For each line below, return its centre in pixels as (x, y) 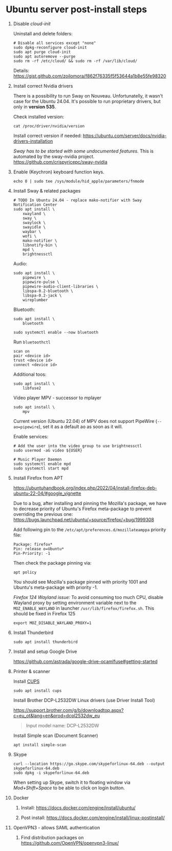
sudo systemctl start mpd (41, 468)
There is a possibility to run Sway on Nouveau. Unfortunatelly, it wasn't (88, 95)
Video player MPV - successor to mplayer (57, 398)
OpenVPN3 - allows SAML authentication (57, 827)
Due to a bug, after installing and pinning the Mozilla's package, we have (90, 503)
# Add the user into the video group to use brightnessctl (78, 446)
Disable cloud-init (32, 24)
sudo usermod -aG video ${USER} (48, 450)
